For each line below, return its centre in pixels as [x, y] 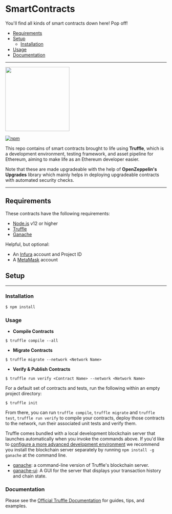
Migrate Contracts [33, 350]
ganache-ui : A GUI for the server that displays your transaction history [87, 471]
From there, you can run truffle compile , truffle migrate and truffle [80, 413]
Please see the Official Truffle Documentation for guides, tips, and [75, 501]
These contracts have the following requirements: [58, 213]
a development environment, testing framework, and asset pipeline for [79, 154]
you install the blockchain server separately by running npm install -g [80, 450]
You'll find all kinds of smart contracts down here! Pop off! [67, 23]
